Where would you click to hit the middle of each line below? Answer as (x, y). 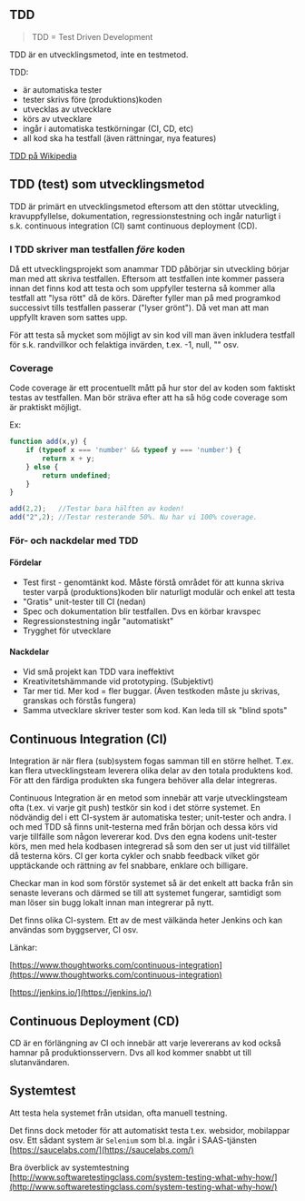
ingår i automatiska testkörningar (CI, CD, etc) (108, 128)
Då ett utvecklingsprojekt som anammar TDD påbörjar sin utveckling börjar (149, 268)
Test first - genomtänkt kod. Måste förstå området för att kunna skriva (153, 582)
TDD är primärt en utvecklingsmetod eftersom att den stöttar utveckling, (144, 206)
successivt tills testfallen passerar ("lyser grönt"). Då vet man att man (139, 308)
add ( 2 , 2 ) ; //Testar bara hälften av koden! (97, 509)
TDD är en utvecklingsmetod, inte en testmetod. (99, 55)
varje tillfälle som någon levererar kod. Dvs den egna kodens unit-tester (143, 837)
